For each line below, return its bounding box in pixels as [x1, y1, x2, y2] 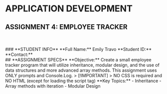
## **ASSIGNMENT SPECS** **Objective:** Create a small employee [5, 57, 152, 62]
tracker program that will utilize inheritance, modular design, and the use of [5, 62, 160, 68]
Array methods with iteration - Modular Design [5, 83, 101, 89]
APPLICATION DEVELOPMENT [5, 3, 133, 14]
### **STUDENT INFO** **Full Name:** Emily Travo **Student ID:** [5, 47, 152, 52]
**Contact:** [5, 51, 33, 57]
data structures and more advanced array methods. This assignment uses [5, 67, 157, 73]
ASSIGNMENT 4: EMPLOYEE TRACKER [5, 23, 128, 31]
